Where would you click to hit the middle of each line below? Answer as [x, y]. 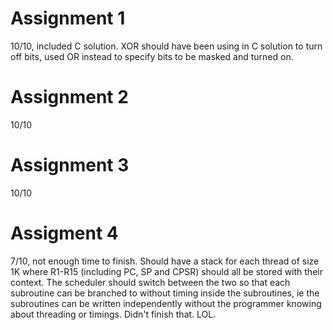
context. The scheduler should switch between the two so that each [150, 282]
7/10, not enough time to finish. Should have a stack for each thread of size [165, 261]
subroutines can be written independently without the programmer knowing [166, 303]
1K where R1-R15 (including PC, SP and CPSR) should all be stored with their [166, 271]
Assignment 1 [68, 18]
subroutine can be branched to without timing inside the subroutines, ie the [165, 293]
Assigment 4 [64, 233]
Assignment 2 [69, 97]
